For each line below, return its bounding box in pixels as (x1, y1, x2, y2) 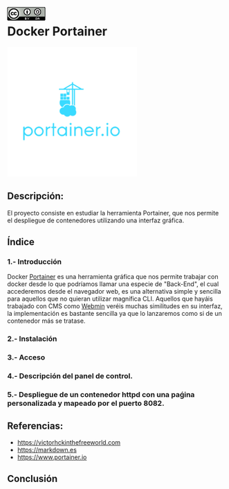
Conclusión (7, 473, 58, 485)
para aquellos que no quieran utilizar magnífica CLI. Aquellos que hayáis (7, 294, 213, 303)
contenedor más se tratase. (7, 317, 86, 325)
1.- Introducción (7, 257, 62, 267)
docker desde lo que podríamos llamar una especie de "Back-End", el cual (7, 280, 219, 288)
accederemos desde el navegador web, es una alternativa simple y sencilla (7, 287, 221, 296)
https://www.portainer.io (17, 453, 87, 461)
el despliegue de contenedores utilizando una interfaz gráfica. (7, 216, 185, 224)
